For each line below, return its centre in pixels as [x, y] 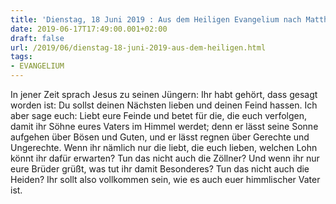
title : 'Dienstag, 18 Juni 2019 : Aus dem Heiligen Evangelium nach [156, 19]
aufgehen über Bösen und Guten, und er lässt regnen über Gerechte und [160, 137]
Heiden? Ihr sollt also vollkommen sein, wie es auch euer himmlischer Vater [165, 179]
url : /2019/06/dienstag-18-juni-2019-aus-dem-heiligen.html [138, 47]
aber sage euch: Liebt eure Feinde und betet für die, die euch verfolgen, [159, 115]
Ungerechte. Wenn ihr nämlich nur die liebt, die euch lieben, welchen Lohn [164, 147]
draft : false [37, 38]
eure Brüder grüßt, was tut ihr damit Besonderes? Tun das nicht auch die [160, 169]
